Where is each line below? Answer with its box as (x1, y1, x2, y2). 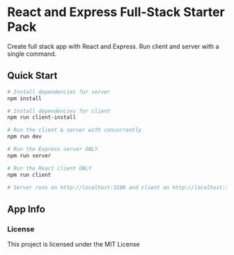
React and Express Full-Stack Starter (7, 4, 225, 20)
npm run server (7, 152, 52, 159)
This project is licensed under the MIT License (7, 240, 141, 249)
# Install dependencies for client (7, 108, 111, 115)
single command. (7, 50, 57, 58)
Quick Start (7, 70, 58, 82)
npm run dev (7, 133, 42, 140)
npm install (7, 95, 42, 102)
